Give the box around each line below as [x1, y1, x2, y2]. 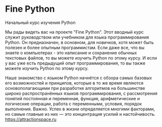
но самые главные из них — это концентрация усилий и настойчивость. [5, 111, 156, 117]
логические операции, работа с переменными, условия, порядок [5, 101, 142, 106]
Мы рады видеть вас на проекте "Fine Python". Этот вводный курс [5, 29, 144, 35]
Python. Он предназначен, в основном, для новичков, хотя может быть [5, 39, 154, 45]
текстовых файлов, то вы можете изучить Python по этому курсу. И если [5, 55, 157, 61]
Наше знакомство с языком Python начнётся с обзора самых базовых [5, 75, 152, 81]
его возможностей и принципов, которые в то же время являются [5, 80, 144, 86]
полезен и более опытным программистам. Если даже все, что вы [5, 44, 145, 50]
